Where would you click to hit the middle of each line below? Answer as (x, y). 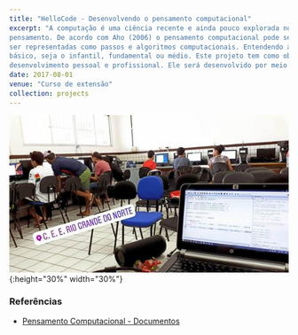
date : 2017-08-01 (41, 75)
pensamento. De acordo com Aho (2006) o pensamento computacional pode (144, 37)
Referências (36, 301)
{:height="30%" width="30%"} (66, 278)
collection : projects (49, 93)
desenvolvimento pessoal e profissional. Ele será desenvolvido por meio (149, 66)
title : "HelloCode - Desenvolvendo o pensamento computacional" (130, 19)
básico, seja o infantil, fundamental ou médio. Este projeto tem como (144, 56)
